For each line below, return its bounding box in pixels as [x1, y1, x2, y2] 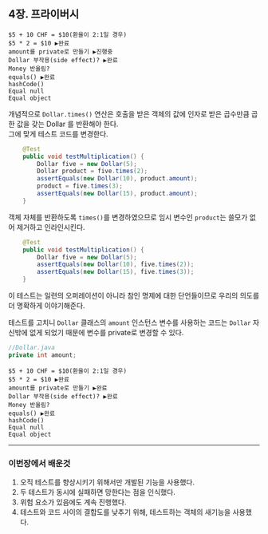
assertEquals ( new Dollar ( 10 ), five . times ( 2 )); [37, 260, 195, 269]
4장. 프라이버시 [8, 7, 80, 22]
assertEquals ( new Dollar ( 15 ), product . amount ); [37, 190, 198, 198]
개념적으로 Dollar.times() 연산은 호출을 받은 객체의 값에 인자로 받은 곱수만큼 [8, 109, 250, 118]
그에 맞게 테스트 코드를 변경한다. [8, 129, 109, 138]
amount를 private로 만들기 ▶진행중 [8, 47, 113, 56]
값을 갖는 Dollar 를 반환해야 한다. [16, 119, 119, 129]
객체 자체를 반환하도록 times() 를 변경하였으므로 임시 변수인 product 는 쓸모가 [8, 212, 248, 222]
